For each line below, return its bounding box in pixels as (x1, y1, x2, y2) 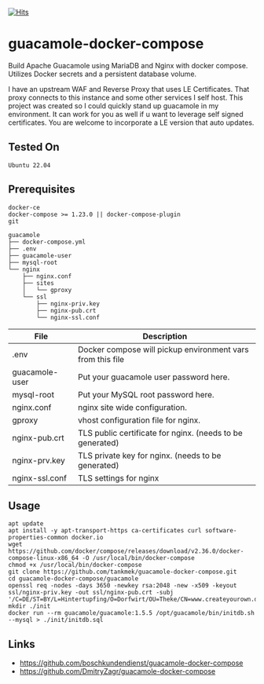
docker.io (71, 534, 104, 542)
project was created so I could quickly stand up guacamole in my (8, 101, 219, 110)
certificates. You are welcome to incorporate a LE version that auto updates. (8, 118, 255, 127)
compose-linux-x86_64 (8, 554, 79, 562)
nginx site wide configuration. (78, 401, 187, 412)
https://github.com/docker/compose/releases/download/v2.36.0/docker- (8, 547, 244, 555)
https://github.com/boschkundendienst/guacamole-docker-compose (19, 658, 244, 668)
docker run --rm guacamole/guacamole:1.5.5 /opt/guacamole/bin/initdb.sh (8, 609, 255, 617)
